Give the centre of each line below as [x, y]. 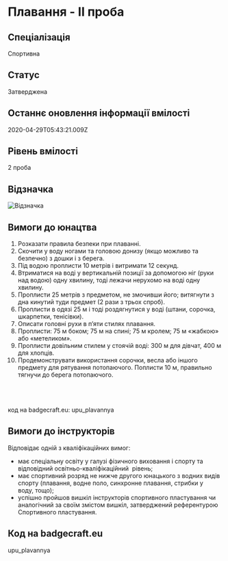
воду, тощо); [36, 490]
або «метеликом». [45, 338]
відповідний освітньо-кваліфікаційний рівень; [85, 468]
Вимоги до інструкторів [61, 431]
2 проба [20, 168]
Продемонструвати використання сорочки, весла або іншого [107, 360]
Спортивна [24, 53]
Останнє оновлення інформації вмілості [99, 113]
